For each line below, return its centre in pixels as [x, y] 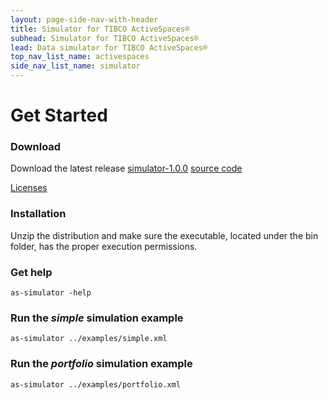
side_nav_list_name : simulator [75, 66]
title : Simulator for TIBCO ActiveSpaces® [100, 29]
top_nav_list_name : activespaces [80, 57]
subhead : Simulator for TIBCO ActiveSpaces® [104, 38]
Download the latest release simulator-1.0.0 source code [126, 168]
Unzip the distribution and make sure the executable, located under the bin [164, 235]
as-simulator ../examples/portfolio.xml [96, 384]
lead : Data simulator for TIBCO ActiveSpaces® [109, 47]
